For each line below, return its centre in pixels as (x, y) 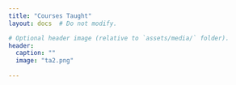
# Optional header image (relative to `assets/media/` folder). (119, 38)
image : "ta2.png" (45, 61)
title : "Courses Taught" (50, 16)
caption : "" (36, 53)
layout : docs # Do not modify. (63, 23)
